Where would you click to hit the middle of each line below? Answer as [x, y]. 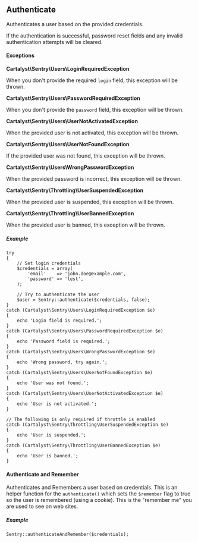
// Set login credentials [49, 263]
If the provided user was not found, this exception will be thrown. [86, 156]
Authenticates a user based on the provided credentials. [75, 24]
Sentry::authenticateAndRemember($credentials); [67, 535]
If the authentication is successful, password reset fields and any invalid [95, 36]
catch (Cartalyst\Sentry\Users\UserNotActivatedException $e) [85, 393]
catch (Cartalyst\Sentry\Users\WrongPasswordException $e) [81, 351]
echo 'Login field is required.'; [59, 321]
